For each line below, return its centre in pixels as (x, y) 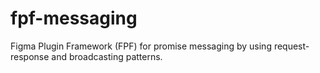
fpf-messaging (74, 18)
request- (291, 46)
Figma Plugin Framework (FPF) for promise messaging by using (141, 46)
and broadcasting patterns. (107, 56)
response (30, 56)
